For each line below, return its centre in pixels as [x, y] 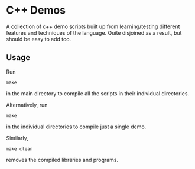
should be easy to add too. [39, 39]
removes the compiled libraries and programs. [62, 160]
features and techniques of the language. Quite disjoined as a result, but [94, 32]
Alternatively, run [27, 105]
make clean [19, 149]
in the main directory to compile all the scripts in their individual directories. [98, 93]
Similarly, [17, 138]
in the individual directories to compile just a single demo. [76, 127]
